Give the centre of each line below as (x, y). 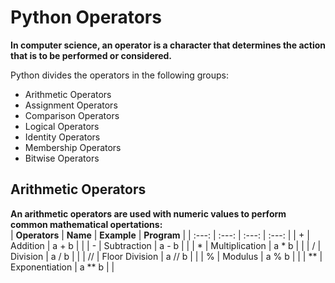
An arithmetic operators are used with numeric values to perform (148, 213)
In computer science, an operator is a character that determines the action (168, 45)
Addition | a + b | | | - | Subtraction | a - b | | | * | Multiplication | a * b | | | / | (166, 245)
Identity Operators (62, 137)
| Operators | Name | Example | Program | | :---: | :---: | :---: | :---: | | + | (160, 235)
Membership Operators (73, 147)
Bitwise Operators (62, 158)
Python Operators (86, 17)
